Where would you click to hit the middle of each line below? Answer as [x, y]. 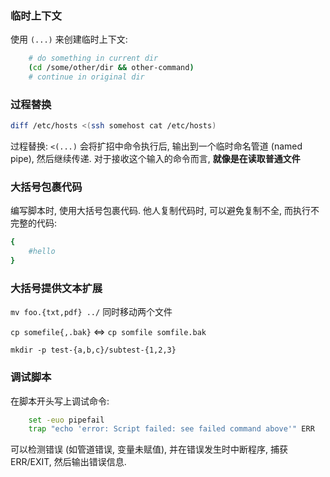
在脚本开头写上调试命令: [60, 401]
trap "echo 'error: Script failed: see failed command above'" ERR [171, 429]
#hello [42, 252]
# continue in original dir [86, 77]
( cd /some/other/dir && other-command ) [111, 68]
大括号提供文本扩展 [56, 288]
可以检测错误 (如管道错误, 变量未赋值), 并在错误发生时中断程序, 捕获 [149, 449]
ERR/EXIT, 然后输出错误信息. [68, 462]
